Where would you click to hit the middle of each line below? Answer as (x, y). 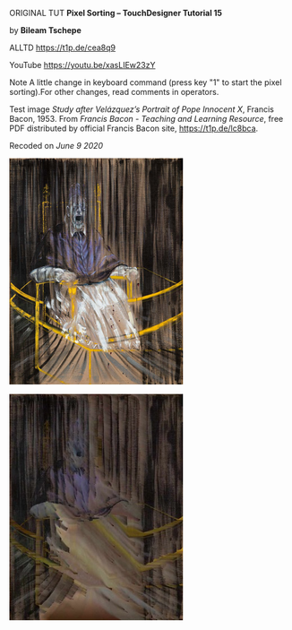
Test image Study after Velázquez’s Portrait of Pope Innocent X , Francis (142, 109)
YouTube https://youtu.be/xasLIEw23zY (82, 65)
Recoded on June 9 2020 (56, 146)
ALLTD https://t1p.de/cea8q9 (63, 47)
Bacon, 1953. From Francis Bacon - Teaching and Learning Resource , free (146, 119)
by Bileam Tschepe (46, 30)
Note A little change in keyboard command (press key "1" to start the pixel (146, 82)
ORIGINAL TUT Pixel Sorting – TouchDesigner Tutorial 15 (116, 13)
